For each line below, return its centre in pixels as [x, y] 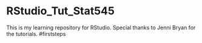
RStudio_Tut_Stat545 [61, 11]
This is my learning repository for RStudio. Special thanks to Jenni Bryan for [101, 27]
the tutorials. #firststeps [36, 33]
